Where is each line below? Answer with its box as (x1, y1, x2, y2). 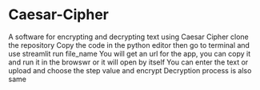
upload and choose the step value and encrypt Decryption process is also (8, 65, 252, 75)
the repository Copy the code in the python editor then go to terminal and (8, 40, 250, 49)
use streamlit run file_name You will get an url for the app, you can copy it (8, 49, 250, 58)
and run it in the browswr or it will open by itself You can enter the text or (8, 57, 249, 67)
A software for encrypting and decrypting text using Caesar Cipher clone (8, 32, 250, 41)
